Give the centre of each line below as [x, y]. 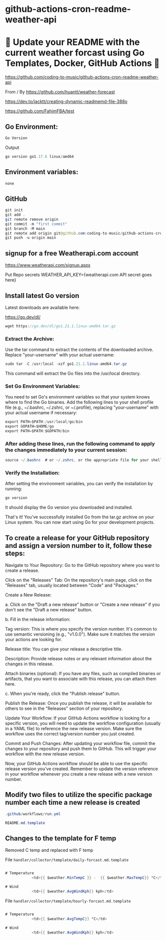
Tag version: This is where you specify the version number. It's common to [81, 629]
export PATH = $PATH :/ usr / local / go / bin [44, 422]
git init [14, 210]
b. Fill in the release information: [38, 619]
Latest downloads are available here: [42, 307]
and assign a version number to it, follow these [79, 545]
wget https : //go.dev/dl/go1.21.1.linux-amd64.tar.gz [61, 326]
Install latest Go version [42, 296]
